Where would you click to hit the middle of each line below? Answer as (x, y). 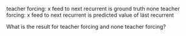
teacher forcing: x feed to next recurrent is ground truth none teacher (93, 9)
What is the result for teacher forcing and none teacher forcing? (86, 27)
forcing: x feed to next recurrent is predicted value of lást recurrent (90, 15)
